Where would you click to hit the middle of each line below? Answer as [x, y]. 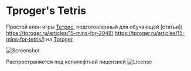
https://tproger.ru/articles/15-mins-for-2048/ [60, 33]
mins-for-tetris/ [25, 39]
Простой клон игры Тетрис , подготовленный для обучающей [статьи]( [94, 27]
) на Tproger [58, 39]
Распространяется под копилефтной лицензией [66, 62]
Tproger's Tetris [46, 11]
